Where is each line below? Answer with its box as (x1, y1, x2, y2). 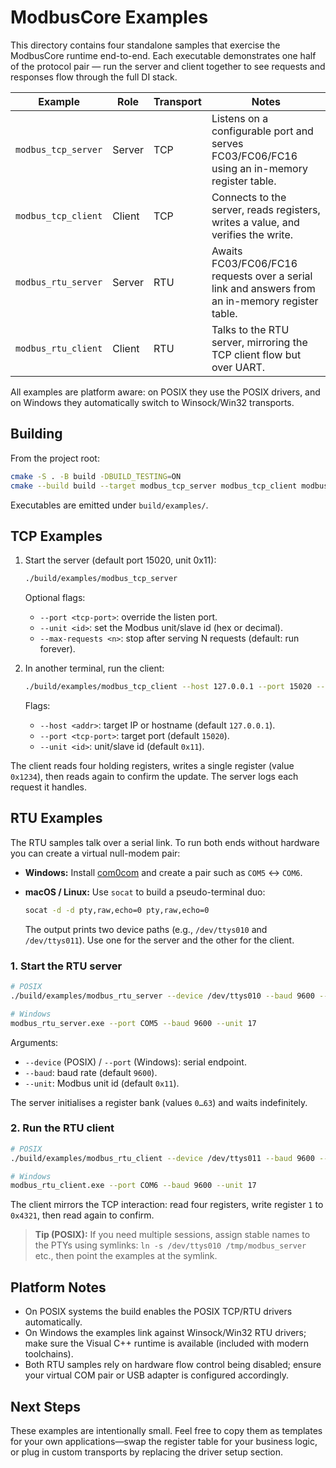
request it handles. (10, 781, 87, 793)
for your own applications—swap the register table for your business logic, (10, 1435, 318, 1447)
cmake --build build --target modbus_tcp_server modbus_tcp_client (10, 481, 298, 491)
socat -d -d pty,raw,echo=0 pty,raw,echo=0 (24, 905, 210, 915)
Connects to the (211, 190, 287, 204)
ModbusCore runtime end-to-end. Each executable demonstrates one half (10, 49, 317, 61)
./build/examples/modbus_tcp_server (24, 574, 178, 584)
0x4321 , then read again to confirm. (10, 1209, 155, 1221)
